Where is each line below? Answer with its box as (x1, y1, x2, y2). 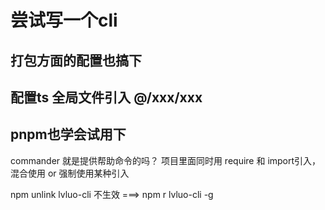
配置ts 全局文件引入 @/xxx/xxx (10, 89, 203, 106)
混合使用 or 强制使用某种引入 (10, 167, 130, 179)
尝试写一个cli (10, 9, 118, 32)
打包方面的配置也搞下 (10, 52, 142, 69)
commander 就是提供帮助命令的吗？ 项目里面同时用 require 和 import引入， (10, 154, 322, 166)
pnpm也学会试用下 (10, 126, 127, 143)
